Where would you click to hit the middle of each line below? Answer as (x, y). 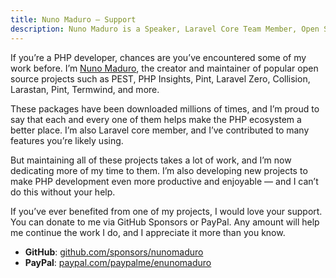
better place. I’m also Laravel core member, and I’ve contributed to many (160, 130)
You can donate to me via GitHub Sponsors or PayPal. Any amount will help (165, 222)
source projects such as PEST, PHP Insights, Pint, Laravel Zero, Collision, (160, 78)
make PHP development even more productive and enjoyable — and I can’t (164, 181)
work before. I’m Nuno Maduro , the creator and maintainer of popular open (164, 68)
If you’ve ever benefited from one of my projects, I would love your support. (166, 211)
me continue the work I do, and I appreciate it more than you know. (148, 232)
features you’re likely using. (67, 140)
